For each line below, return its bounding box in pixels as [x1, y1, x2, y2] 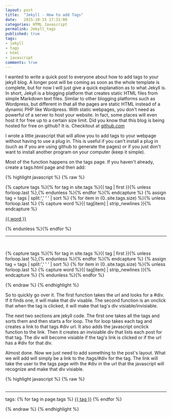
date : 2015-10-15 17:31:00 [5, 17, 68, 22]
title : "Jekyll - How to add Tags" [5, 12, 83, 17]
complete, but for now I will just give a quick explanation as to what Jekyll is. [5, 85, 166, 91]
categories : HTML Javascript [5, 21, 68, 27]
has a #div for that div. [5, 340, 53, 346]
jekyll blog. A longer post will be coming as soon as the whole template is [5, 79, 160, 85]
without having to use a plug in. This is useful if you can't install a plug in [5, 138, 159, 144]
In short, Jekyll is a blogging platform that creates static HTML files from [5, 90, 158, 96]
